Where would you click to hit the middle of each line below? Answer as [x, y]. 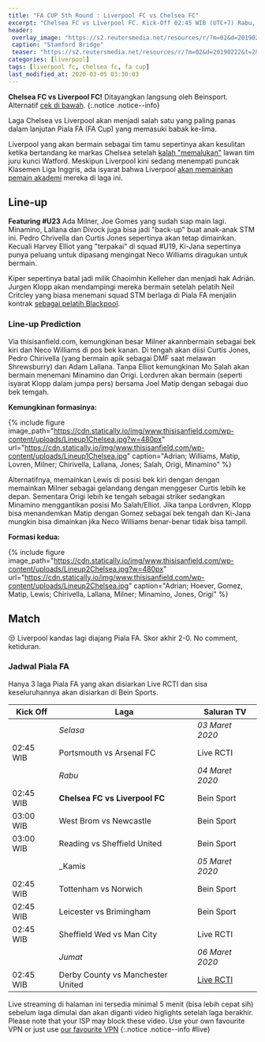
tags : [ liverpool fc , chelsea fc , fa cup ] [79, 67]
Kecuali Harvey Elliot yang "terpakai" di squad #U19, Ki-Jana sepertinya [125, 246]
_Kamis [72, 866]
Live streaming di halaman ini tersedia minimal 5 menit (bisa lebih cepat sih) [131, 1004]
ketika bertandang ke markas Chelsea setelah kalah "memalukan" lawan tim [131, 152]
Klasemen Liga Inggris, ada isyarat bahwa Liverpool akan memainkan [121, 169]
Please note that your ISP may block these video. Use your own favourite [127, 1021]
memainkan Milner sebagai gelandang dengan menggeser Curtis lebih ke [127, 488]
